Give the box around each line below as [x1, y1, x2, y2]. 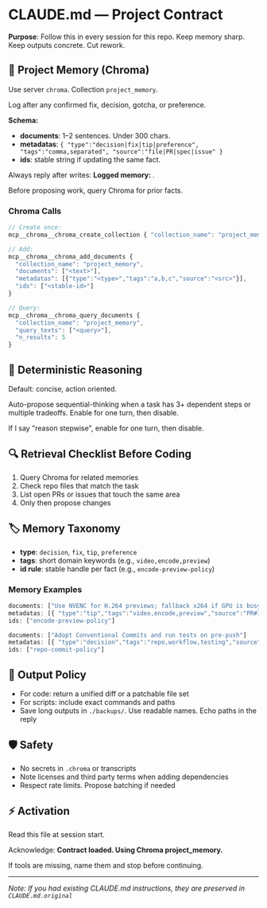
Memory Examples [8, 583, 83, 594]
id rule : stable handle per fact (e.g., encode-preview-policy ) [19, 563, 215, 574]
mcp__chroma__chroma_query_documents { [8, 311, 141, 319]
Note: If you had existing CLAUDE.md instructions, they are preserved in [8, 883, 245, 893]
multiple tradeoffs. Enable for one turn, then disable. [8, 407, 179, 417]
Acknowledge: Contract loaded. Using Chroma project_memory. [8, 845, 223, 855]
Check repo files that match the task [19, 481, 139, 490]
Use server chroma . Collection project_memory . [8, 84, 159, 94]
